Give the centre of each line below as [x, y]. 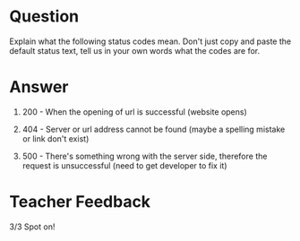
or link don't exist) [56, 138]
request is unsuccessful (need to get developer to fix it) [124, 165]
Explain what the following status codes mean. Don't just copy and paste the [150, 41]
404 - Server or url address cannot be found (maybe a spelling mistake [154, 129]
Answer [39, 87]
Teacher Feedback [80, 202]
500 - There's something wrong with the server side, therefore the [145, 156]
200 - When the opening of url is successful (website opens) [135, 112]
